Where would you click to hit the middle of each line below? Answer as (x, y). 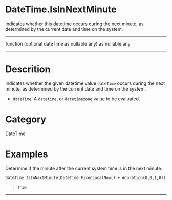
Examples (27, 154)
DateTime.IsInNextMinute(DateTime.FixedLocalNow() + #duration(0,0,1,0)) (86, 177)
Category (26, 119)
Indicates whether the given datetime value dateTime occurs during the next (85, 83)
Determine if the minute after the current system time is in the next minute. (84, 168)
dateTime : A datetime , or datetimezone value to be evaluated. (76, 99)
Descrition (28, 69)
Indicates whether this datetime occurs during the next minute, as (75, 24)
